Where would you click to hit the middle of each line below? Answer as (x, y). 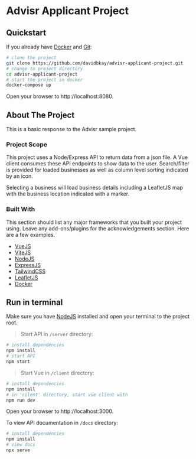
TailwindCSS (30, 271)
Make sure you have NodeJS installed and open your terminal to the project (98, 317)
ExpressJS (28, 265)
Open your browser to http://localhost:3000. (60, 411)
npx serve (18, 450)
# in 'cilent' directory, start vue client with (67, 395)
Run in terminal (35, 302)
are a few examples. (31, 235)
